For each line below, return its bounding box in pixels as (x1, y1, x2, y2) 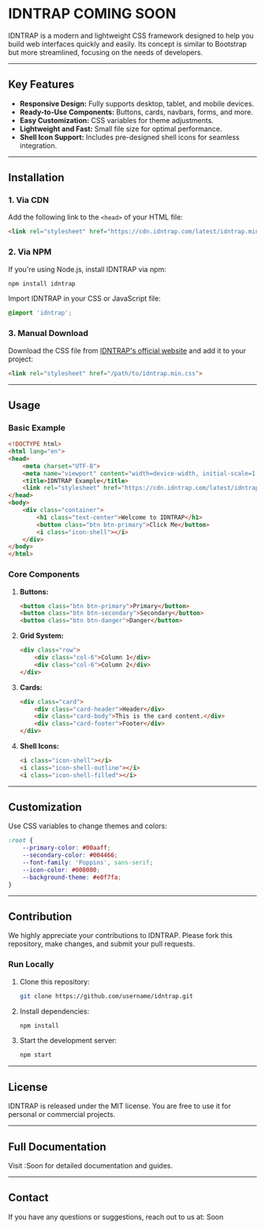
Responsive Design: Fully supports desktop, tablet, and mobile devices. (19, 99, 255, 108)
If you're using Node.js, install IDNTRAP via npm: (8, 264, 167, 274)
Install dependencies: (19, 1007, 90, 1016)
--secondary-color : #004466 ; (22, 851, 118, 860)
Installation (8, 171, 65, 185)
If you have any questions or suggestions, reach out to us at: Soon (8, 1212, 224, 1221)
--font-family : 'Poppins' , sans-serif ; (22, 859, 154, 867)
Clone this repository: (19, 977, 90, 986)
